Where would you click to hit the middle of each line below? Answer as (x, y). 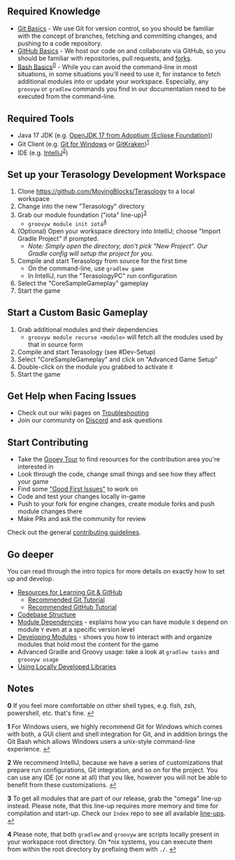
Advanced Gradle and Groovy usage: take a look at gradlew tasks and (118, 651)
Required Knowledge (54, 12)
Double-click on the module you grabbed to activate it (95, 366)
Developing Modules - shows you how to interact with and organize (115, 637)
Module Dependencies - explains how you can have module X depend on (122, 622)
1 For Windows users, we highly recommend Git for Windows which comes (115, 726)
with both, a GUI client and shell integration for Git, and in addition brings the (117, 734)
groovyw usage (38, 660)
